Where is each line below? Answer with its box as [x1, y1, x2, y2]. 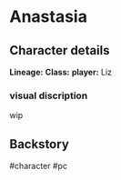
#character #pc [9, 161, 68, 172]
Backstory [9, 136, 70, 152]
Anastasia [9, 6, 88, 27]
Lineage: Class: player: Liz [9, 66, 112, 77]
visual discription [9, 89, 88, 102]
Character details [9, 43, 111, 58]
